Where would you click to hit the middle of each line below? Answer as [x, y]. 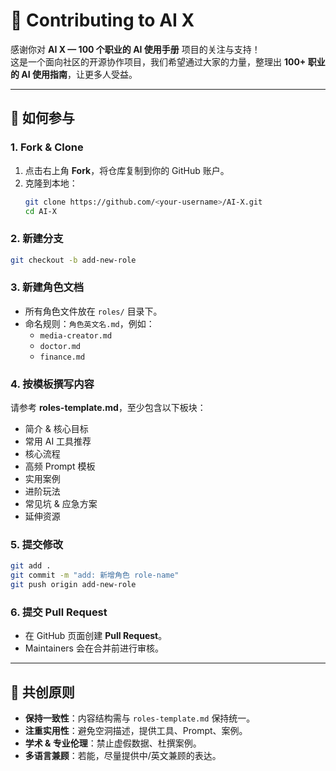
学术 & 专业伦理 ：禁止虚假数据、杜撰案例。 [113, 743]
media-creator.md [76, 335]
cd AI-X [40, 211]
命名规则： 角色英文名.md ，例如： [89, 323]
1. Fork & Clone [47, 147]
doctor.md [60, 346]
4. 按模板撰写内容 [52, 384]
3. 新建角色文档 [47, 287]
